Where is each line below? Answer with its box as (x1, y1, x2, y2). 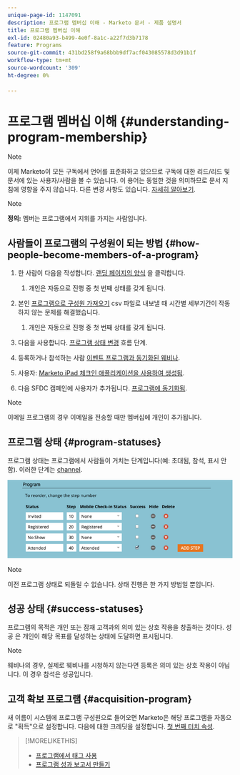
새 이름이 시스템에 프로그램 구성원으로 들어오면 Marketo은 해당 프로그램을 (7, 714, 213, 722)
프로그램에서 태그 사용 (35, 751, 98, 760)
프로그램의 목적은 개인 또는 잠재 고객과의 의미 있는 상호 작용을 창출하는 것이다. (7, 623, 225, 632)
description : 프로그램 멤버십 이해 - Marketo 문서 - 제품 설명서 (7, 19, 182, 26)
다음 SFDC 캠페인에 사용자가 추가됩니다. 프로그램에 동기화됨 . (17, 384, 188, 393)
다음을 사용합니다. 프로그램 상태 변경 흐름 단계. (17, 338, 148, 347)
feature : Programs (7, 41, 62, 49)
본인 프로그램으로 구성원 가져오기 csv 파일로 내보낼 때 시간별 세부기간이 (17, 299, 217, 307)
